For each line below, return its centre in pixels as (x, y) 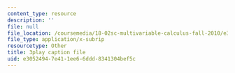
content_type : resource (42, 14)
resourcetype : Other (37, 46)
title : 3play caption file (47, 53)
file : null (23, 26)
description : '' (31, 20)
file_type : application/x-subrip (56, 40)
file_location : (29, 33)
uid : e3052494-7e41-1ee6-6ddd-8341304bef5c (72, 59)
